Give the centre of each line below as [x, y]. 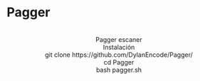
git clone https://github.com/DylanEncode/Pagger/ [119, 55]
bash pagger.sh [119, 70]
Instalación [119, 47]
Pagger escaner [119, 39]
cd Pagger [119, 62]
